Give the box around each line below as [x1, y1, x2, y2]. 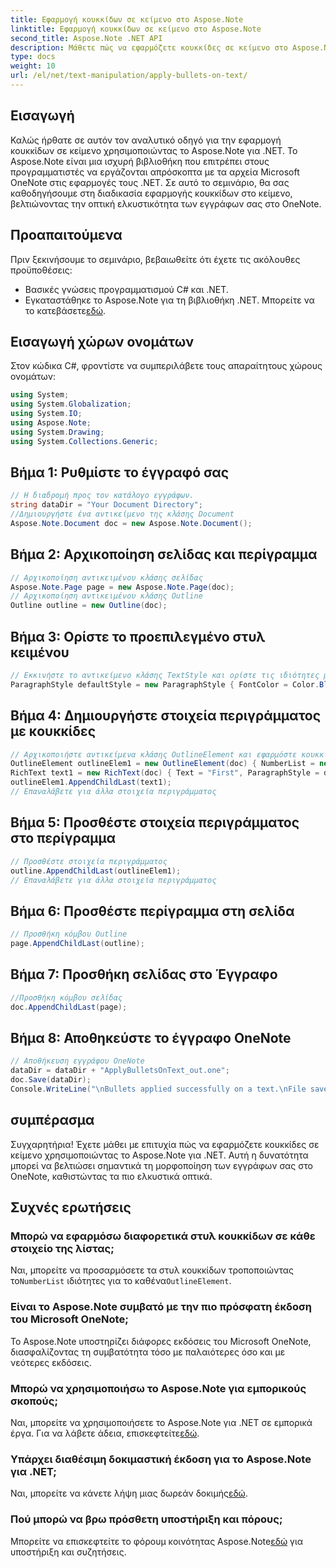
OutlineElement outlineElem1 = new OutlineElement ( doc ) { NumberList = [10, 759, 315, 769]
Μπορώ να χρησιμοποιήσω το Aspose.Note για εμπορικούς [10, 1381, 307, 1395]
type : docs [10, 52, 56, 62]
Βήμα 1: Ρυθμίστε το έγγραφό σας [10, 464, 230, 481]
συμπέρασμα [10, 1112, 95, 1129]
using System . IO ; [10, 409, 83, 419]
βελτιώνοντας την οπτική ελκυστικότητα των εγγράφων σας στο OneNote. [10, 197, 322, 210]
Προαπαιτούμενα [10, 227, 123, 244]
